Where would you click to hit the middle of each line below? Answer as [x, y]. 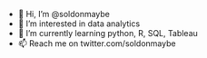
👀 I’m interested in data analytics [79, 24]
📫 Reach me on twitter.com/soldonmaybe [97, 43]
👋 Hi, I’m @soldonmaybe [64, 14]
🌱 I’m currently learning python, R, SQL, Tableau [108, 33]
